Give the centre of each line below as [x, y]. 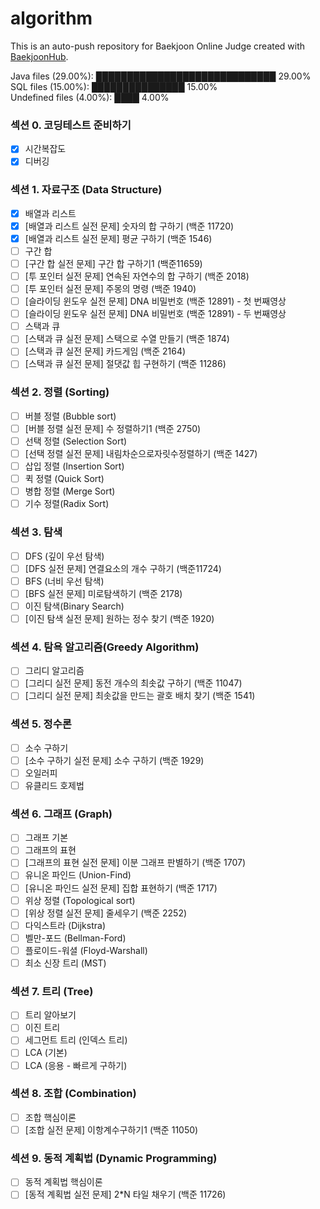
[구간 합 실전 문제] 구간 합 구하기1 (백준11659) [113, 263]
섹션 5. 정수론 [41, 724]
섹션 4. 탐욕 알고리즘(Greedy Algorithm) [105, 647]
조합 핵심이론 [50, 1117]
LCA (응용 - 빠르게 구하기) [76, 1065]
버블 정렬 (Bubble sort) [70, 416]
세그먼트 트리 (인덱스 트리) [76, 1040]
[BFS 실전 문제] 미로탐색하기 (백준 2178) [103, 593]
